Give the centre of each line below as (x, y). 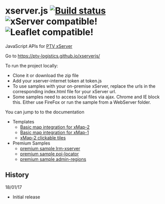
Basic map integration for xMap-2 (55, 127)
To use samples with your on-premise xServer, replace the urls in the (84, 86)
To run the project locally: (32, 65)
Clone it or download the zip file (46, 75)
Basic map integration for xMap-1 (54, 132)
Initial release (26, 197)
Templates (23, 121)
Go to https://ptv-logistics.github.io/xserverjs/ (53, 56)
